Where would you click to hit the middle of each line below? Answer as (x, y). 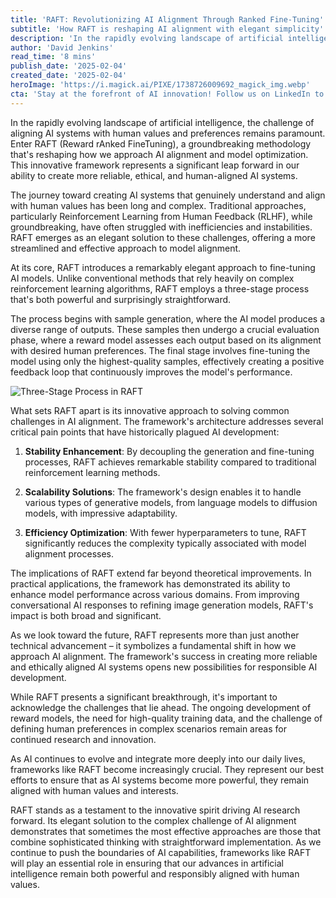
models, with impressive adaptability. (101, 513)
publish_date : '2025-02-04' (69, 66)
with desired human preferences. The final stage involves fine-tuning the (160, 350)
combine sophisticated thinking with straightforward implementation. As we (166, 842)
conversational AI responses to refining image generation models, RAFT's (162, 605)
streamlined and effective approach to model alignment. (126, 248)
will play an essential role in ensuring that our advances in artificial (147, 863)
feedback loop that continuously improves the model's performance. (151, 372)
